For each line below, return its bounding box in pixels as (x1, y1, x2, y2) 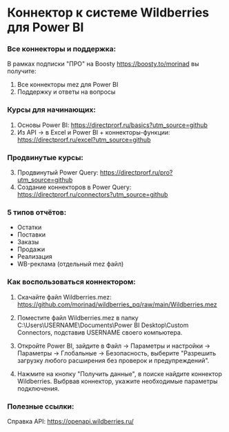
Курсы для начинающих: (7, 105, 97, 115)
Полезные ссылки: (7, 402, 74, 411)
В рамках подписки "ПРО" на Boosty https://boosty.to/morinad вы (7, 60, 199, 68)
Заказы (17, 238, 39, 246)
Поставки (17, 230, 46, 239)
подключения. (17, 384, 60, 393)
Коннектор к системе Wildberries (7, 5, 210, 21)
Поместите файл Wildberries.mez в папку (17, 313, 139, 322)
